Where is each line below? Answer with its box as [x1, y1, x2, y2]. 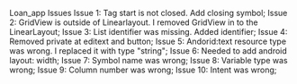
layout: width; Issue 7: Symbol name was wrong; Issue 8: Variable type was [9, 55, 288, 65]
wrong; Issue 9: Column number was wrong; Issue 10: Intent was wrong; [9, 64, 277, 75]
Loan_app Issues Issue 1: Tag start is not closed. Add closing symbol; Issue [9, 8, 288, 18]
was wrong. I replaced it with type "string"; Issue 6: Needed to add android [9, 46, 288, 56]
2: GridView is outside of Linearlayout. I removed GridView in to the [9, 17, 258, 28]
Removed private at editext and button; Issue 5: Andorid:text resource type [9, 36, 286, 46]
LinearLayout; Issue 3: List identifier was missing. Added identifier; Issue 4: [9, 27, 288, 37]
